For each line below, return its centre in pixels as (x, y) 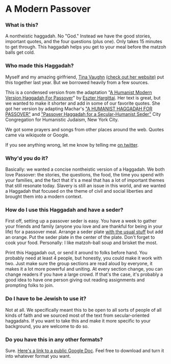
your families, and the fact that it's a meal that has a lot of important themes (85, 180)
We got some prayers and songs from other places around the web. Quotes (85, 129)
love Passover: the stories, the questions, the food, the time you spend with (84, 175)
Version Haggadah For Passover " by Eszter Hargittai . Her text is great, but (83, 97)
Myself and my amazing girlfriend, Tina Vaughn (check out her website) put (85, 77)
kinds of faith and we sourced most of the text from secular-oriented (77, 315)
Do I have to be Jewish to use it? (46, 299)
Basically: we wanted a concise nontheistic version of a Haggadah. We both (85, 169)
